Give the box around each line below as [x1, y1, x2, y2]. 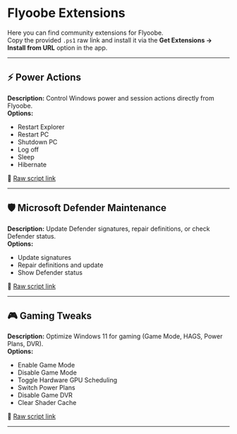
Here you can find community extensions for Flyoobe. [7, 28, 164, 37]
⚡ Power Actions [7, 72, 81, 84]
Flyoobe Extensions [7, 5, 126, 21]
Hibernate [17, 160, 47, 169]
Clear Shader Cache [17, 399, 77, 407]
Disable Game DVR [17, 391, 73, 399]
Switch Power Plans [17, 384, 75, 392]
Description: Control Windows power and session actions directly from [7, 93, 214, 102]
